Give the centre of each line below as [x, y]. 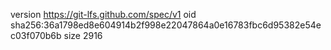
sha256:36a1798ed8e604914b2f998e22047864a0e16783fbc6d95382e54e [166, 25]
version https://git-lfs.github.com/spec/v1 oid [103, 14]
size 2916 [83, 35]
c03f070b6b [36, 35]
